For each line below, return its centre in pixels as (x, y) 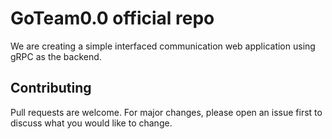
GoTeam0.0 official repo (112, 18)
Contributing (51, 88)
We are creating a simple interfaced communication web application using (163, 46)
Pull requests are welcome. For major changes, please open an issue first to (166, 112)
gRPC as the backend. (56, 56)
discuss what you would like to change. (91, 123)
